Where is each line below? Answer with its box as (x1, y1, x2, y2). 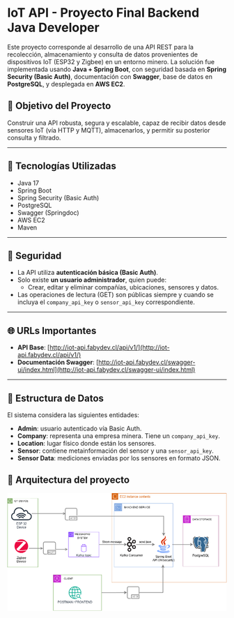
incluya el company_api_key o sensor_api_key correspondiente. (17, 298, 195, 306)
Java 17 (17, 179, 40, 187)
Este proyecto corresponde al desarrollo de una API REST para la (7, 43, 194, 51)
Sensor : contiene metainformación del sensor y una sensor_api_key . (17, 446, 214, 455)
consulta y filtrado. (7, 133, 61, 142)
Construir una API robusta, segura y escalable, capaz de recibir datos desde (7, 119, 226, 127)
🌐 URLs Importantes (7, 324, 97, 336)
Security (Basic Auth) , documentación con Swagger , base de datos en (7, 72, 213, 81)
